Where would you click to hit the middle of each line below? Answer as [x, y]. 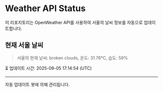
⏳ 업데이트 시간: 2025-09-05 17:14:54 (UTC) [49, 68]
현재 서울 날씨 [24, 45]
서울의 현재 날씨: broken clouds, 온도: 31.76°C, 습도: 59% [72, 58]
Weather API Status [45, 8]
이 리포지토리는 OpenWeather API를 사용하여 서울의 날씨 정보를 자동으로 [74, 22]
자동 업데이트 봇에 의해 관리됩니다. [37, 84]
